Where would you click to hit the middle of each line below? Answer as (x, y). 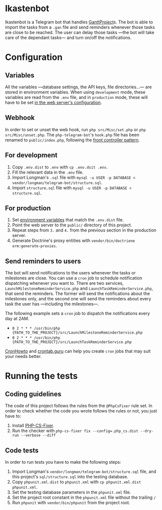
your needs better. (24, 356)
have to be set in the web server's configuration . (54, 102)
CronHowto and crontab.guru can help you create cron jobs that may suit (78, 351)
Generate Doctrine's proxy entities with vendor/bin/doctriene (73, 241)
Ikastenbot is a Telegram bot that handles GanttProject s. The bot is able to (79, 22)
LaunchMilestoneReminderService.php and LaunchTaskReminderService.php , (79, 289)
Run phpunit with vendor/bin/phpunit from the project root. (71, 502)
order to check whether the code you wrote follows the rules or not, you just (81, 411)
